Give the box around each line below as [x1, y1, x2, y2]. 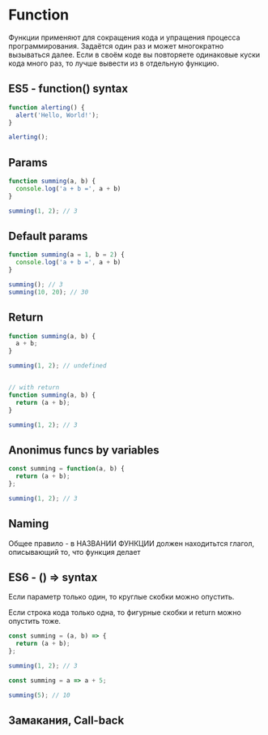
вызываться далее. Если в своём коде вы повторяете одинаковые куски [8, 49, 261, 59]
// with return [8, 384, 60, 392]
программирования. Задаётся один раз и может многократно [8, 41, 224, 50]
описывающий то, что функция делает [8, 547, 141, 557]
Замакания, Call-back [8, 714, 125, 728]
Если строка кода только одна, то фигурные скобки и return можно [8, 608, 241, 617]
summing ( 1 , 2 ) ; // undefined [8, 362, 107, 370]
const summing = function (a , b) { [8, 465, 125, 473]
